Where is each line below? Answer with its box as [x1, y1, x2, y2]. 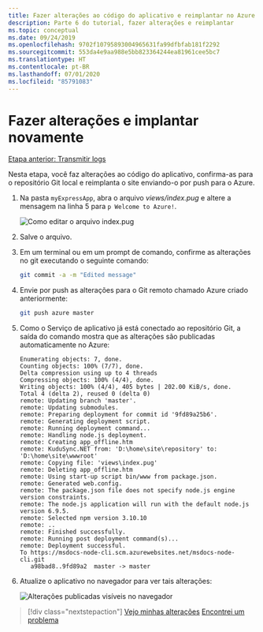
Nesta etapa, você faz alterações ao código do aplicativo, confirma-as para [8, 170, 254, 179]
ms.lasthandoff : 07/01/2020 [8, 70, 101, 78]
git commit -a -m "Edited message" [19, 271, 137, 279]
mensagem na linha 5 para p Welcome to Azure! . [19, 202, 177, 211]
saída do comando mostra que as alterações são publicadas [19, 332, 215, 342]
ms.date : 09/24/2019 [8, 33, 76, 42]
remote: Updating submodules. [19, 404, 120, 412]
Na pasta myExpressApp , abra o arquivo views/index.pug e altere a [19, 193, 232, 203]
